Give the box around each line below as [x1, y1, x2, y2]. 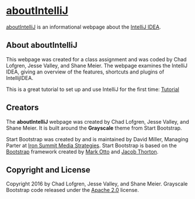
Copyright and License [6, 165, 90, 174]
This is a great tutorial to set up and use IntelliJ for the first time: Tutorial [6, 86, 179, 93]
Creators [6, 103, 39, 113]
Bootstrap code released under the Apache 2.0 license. [6, 187, 139, 194]
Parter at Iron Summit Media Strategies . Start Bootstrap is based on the [6, 142, 177, 149]
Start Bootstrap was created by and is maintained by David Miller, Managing [6, 135, 189, 142]
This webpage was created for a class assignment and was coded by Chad [6, 55, 187, 62]
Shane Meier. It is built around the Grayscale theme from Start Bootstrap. [6, 124, 182, 131]
